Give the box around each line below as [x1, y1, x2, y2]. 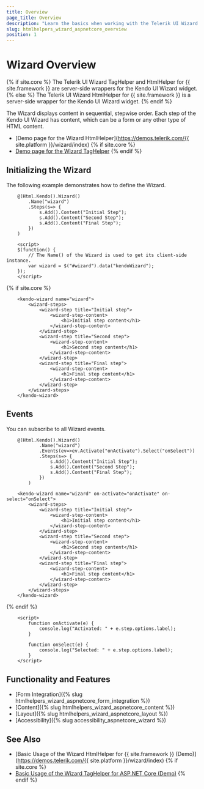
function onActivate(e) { [28, 620, 95, 626]
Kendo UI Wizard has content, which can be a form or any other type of [6, 116, 186, 124]
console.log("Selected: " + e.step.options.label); [38, 646, 173, 653]
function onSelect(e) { [28, 642, 89, 648]
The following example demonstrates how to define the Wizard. [6, 181, 166, 188]
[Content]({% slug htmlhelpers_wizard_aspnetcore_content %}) [15, 703, 175, 711]
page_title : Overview [6, 15, 62, 21]
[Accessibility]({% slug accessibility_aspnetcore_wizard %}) [15, 716, 167, 724]
